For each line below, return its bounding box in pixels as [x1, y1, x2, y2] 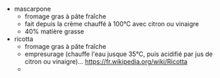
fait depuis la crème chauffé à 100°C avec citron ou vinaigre [24, 20, 199, 28]
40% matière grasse [24, 27, 85, 35]
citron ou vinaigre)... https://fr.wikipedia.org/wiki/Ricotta [24, 57, 187, 65]
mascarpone [13, 5, 52, 13]
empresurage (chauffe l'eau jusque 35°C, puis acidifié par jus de [24, 50, 214, 58]
